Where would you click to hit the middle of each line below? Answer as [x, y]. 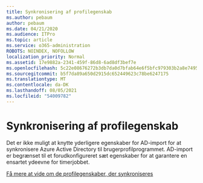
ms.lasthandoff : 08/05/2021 [42, 91]
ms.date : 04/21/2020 [32, 29]
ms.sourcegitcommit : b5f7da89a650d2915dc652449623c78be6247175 [88, 74]
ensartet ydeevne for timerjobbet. [48, 162]
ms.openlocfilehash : [32, 68]
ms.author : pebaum [29, 18]
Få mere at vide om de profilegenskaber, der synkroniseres [80, 173]
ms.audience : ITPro [31, 34]
